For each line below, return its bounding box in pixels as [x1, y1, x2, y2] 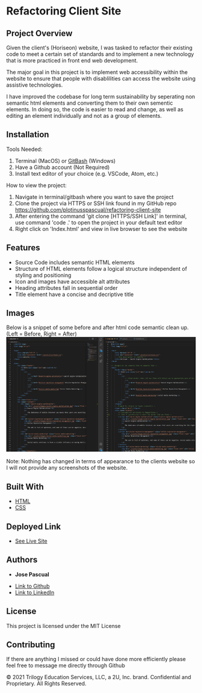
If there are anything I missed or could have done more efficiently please [6, 656, 186, 663]
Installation [6, 129, 49, 140]
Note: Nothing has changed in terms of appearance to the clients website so [6, 458, 195, 465]
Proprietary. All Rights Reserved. [6, 680, 87, 687]
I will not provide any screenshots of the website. [6, 464, 128, 472]
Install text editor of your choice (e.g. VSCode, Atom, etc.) [14, 170, 159, 177]
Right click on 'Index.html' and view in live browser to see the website [14, 225, 188, 232]
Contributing [6, 639, 55, 650]
